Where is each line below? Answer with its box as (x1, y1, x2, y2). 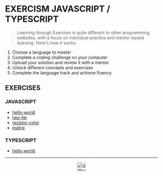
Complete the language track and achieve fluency (12, 70, 112, 75)
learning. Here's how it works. (16, 40, 77, 45)
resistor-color (12, 119, 40, 125)
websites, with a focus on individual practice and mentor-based (16, 35, 145, 41)
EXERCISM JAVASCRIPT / (5, 3, 111, 15)
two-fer (12, 115, 28, 120)
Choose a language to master (12, 49, 71, 55)
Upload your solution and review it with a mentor (12, 59, 109, 65)
